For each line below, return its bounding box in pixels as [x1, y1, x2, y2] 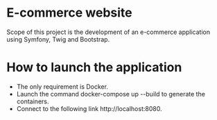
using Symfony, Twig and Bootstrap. [6, 35, 110, 43]
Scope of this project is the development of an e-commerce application [6, 28, 211, 36]
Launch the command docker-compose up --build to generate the [16, 89, 206, 98]
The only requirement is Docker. [16, 82, 109, 91]
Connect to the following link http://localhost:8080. [16, 104, 162, 112]
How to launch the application [6, 60, 182, 76]
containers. [16, 97, 49, 105]
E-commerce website [6, 5, 132, 21]
